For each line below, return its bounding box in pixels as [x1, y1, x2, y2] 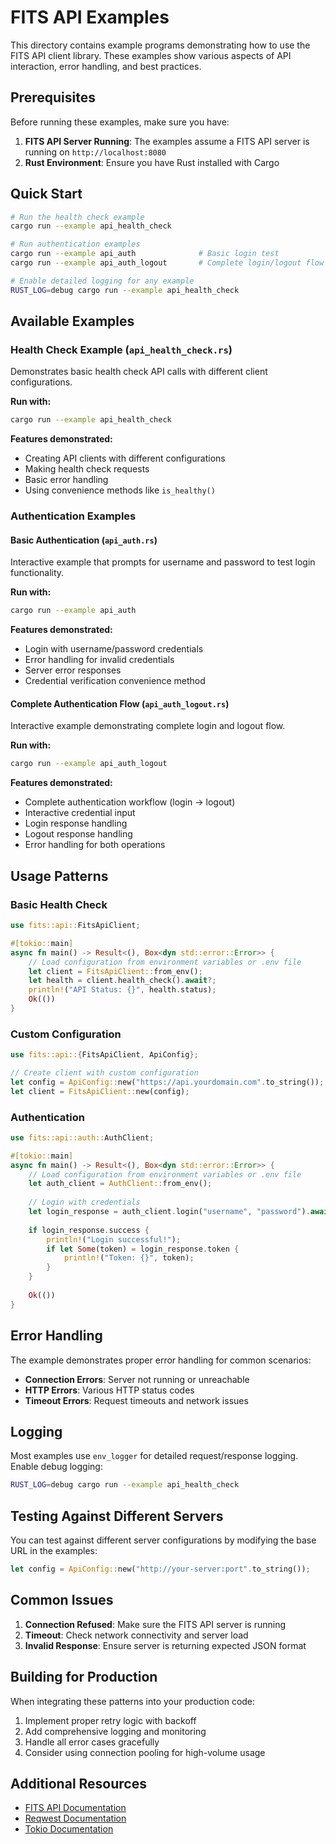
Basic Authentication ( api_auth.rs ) [10, 534, 158, 546]
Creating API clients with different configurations [24, 452, 226, 465]
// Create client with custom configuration [10, 1068, 199, 1078]
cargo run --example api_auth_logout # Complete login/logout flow [10, 258, 325, 268]
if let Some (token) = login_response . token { [46, 1244, 240, 1254]
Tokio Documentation [24, 1823, 114, 1835]
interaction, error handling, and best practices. [10, 60, 202, 72]
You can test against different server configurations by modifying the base [10, 1534, 317, 1546]
